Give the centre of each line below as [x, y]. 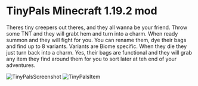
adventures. [21, 65]
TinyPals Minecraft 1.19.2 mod [82, 11]
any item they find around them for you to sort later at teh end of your [92, 59]
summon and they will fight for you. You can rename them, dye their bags [96, 40]
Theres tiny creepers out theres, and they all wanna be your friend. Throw [97, 27]
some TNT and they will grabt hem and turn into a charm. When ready [92, 33]
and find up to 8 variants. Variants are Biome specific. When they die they [97, 46]
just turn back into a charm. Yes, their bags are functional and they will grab [99, 52]
